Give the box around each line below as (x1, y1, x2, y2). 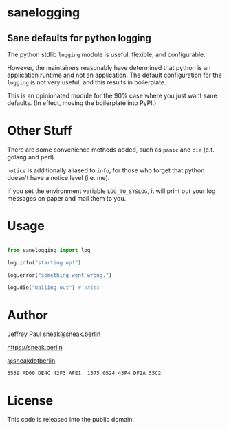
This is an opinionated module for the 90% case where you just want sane (7, 91, 218, 100)
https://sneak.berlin (7, 343, 63, 352)
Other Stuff (7, 123, 73, 139)
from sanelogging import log (7, 247, 91, 253)
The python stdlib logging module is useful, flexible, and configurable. (7, 50, 206, 58)
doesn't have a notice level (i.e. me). (7, 173, 110, 181)
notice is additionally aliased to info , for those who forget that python (7, 166, 205, 174)
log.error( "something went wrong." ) (7, 271, 112, 279)
